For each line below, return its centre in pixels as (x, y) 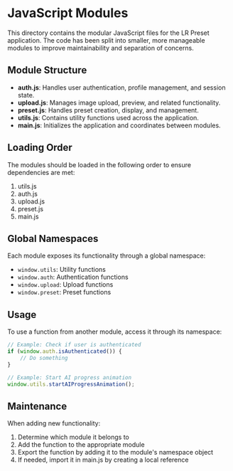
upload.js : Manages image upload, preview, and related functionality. (119, 102)
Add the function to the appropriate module (81, 445)
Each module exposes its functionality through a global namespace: (107, 256)
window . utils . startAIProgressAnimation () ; (71, 384)
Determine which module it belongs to (73, 437)
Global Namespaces (53, 239)
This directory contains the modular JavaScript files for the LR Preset (108, 33)
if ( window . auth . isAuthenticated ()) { (65, 351)
